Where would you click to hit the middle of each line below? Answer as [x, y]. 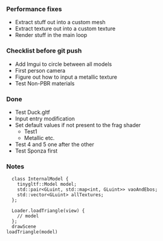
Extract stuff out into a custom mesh [60, 22]
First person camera [40, 70]
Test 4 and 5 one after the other [55, 144]
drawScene [24, 227]
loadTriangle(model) [32, 232]
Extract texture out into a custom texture [65, 28]
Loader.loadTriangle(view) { [48, 211]
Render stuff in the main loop [51, 35]
